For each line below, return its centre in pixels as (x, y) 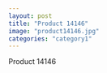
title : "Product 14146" (49, 24)
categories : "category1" (50, 39)
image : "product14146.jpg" (54, 31)
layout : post (30, 16)
